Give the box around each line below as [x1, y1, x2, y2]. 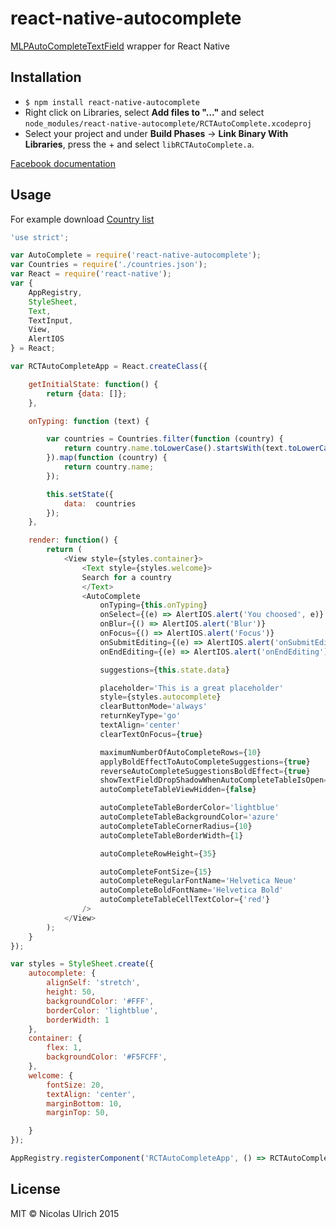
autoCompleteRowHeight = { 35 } [99, 848, 217, 859]
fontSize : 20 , [46, 1080, 105, 1090]
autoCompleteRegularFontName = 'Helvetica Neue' [99, 876, 298, 886]
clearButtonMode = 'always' [99, 702, 208, 712]
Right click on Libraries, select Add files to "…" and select [24, 106, 265, 118]
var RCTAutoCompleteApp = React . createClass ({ [10, 362, 208, 372]
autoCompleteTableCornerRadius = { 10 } [99, 821, 253, 831]
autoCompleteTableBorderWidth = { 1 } [99, 830, 244, 841]
